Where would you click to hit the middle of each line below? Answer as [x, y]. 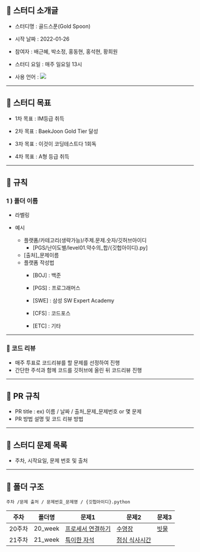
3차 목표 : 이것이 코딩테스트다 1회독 [56, 144]
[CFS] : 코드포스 [51, 313]
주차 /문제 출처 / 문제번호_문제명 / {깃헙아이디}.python [68, 502]
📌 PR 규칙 [23, 396]
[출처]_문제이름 [41, 255]
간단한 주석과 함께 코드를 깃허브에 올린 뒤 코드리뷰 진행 [78, 370]
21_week [46, 539]
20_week [46, 529]
